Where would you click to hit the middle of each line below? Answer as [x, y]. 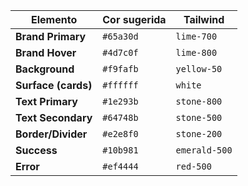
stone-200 [199, 134]
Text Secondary [54, 117]
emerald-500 [204, 150]
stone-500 [199, 117]
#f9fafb [120, 69]
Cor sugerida [134, 19]
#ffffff [120, 85]
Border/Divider [51, 134]
